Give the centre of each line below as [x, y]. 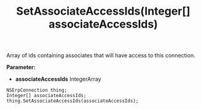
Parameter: [21, 67]
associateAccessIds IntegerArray [58, 79]
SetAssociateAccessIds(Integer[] [103, 11]
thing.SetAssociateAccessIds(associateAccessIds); [73, 101]
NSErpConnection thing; [37, 90]
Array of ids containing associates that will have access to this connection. [101, 56]
